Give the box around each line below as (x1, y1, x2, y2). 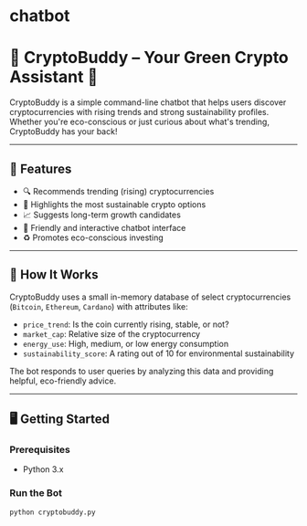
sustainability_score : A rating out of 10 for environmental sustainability (22, 348, 295, 359)
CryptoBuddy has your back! (9, 126, 118, 137)
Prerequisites (9, 444, 70, 457)
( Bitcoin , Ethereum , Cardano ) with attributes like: (9, 300, 189, 311)
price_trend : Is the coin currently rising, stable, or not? (22, 319, 230, 330)
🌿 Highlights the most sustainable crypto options (22, 198, 206, 210)
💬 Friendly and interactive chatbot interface (22, 222, 186, 233)
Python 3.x (22, 464, 64, 475)
